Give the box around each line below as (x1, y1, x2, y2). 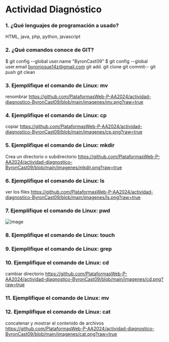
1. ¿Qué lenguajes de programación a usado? (5, 22, 119, 29)
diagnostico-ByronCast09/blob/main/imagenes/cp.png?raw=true (5, 129, 142, 135)
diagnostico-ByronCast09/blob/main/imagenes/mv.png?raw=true (5, 99, 143, 105)
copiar (5, 123, 19, 129)
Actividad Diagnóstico (5, 4, 102, 15)
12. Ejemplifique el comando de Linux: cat (5, 308, 111, 315)
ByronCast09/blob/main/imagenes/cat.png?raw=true (5, 331, 117, 337)
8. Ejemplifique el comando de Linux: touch (5, 232, 115, 239)
